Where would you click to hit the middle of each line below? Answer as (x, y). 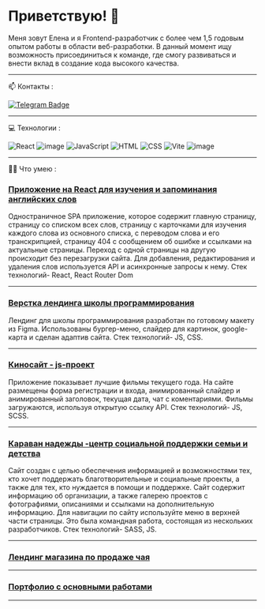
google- (235, 329)
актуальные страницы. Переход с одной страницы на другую (112, 250)
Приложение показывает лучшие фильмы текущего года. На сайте (121, 382)
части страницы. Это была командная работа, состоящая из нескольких (131, 521)
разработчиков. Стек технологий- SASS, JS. (83, 529)
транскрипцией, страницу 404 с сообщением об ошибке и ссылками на (130, 242)
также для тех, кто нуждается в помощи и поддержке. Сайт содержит (127, 487)
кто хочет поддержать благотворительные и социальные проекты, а (124, 479)
